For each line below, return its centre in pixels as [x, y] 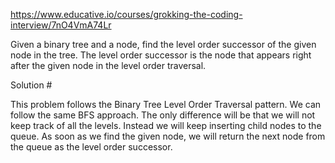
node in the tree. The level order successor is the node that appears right [161, 55]
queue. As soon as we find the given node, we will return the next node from [168, 136]
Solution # [31, 85]
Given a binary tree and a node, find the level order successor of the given [163, 44]
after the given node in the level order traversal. [108, 65]
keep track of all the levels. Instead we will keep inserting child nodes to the [166, 125]
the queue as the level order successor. [91, 147]
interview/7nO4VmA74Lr [61, 25]
